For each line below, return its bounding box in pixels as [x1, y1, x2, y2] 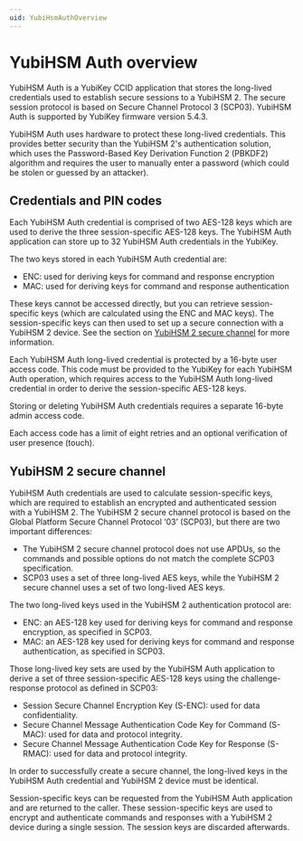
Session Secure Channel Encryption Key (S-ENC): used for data [22, 700, 260, 711]
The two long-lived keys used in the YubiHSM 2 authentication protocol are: [9, 600, 292, 610]
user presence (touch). [9, 438, 95, 449]
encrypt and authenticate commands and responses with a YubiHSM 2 [9, 812, 273, 823]
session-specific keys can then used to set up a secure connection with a [9, 317, 284, 328]
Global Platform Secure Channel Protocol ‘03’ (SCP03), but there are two [9, 516, 280, 527]
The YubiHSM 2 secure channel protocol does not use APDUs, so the [22, 543, 281, 554]
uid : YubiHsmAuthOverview [9, 13, 107, 23]
